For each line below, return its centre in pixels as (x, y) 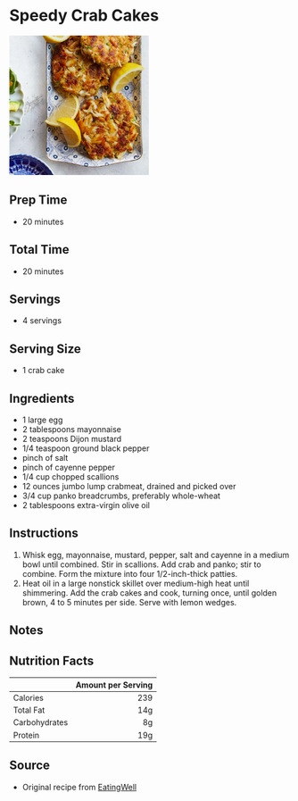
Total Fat (29, 710)
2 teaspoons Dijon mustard (72, 439)
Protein (26, 735)
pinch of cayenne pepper (69, 467)
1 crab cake (43, 371)
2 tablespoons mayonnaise (72, 429)
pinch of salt (45, 458)
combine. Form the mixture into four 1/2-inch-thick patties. (130, 573)
